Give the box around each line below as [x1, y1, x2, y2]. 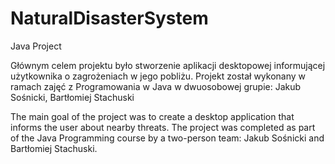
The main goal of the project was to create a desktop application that [10, 110, 295, 122]
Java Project [10, 40, 62, 52]
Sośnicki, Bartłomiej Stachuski [10, 91, 135, 103]
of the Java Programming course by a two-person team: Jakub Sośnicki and [10, 132, 325, 144]
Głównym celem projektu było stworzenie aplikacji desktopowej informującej [10, 59, 326, 71]
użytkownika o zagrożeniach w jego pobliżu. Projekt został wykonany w [10, 70, 307, 82]
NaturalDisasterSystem [10, 7, 209, 30]
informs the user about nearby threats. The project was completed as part [10, 121, 316, 133]
